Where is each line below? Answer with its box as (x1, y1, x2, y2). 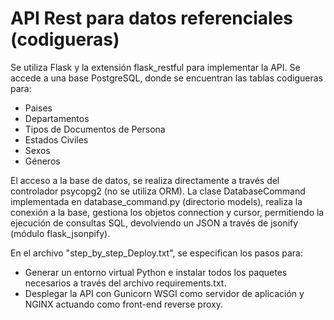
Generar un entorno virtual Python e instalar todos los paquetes (24, 266, 288, 278)
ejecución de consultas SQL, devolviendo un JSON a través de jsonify (10, 217, 299, 229)
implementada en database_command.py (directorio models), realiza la (10, 195, 303, 207)
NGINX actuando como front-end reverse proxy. (24, 298, 223, 310)
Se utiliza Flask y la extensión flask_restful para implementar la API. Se (10, 61, 301, 73)
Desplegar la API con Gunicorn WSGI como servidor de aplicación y (24, 287, 305, 299)
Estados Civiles (24, 133, 89, 146)
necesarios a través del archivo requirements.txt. (24, 277, 227, 289)
